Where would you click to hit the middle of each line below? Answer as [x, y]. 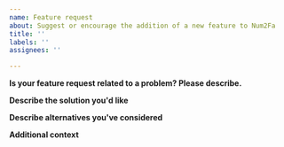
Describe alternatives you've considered [86, 118]
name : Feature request [51, 17]
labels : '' [29, 42]
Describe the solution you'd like [69, 101]
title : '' [28, 34]
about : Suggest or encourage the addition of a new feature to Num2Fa [142, 26]
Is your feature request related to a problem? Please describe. [126, 83]
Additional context [44, 135]
